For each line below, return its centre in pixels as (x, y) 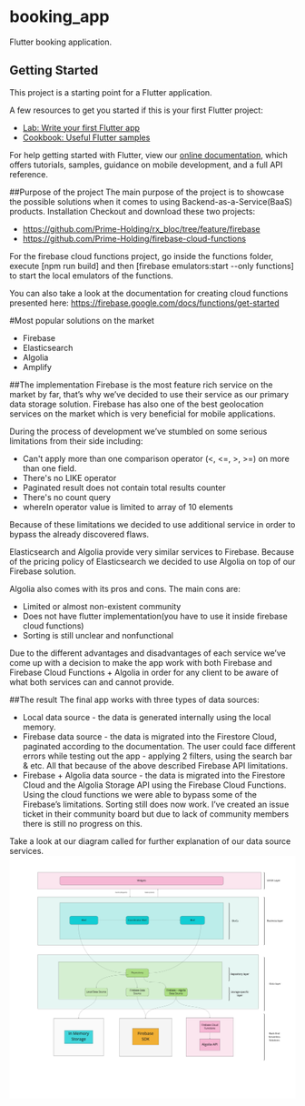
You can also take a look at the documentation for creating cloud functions (149, 293)
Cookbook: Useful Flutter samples (86, 137)
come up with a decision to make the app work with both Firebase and (141, 662)
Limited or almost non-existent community (102, 606)
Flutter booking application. (61, 42)
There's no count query (67, 497)
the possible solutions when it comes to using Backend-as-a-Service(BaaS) (151, 201)
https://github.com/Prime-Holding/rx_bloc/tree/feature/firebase (141, 228)
